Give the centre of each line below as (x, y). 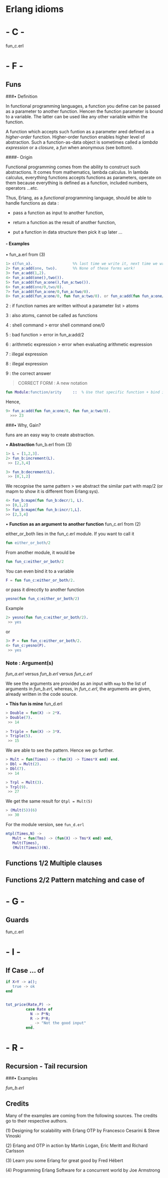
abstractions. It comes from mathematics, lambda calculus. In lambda (77, 172)
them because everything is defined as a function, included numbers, (77, 183)
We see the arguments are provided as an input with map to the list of (76, 683)
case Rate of (39, 1009)
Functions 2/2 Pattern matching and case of (75, 880)
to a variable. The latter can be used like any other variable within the (77, 117)
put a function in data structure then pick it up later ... (68, 232)
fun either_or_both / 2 (28, 543)
